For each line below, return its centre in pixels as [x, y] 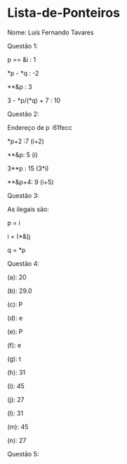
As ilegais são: [28, 209]
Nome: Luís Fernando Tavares [51, 32]
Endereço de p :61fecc [40, 127]
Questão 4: [24, 263]
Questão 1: [23, 46]
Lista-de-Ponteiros [64, 13]
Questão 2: [23, 114]
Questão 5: [23, 453]
